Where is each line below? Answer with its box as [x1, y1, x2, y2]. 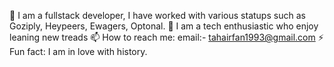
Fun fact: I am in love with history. [9, 46, 148, 57]
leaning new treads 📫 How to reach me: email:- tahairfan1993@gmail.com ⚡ [9, 31, 324, 43]
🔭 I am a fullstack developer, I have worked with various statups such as [9, 10, 306, 21]
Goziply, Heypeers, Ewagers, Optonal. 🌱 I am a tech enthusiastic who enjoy [9, 20, 319, 32]
